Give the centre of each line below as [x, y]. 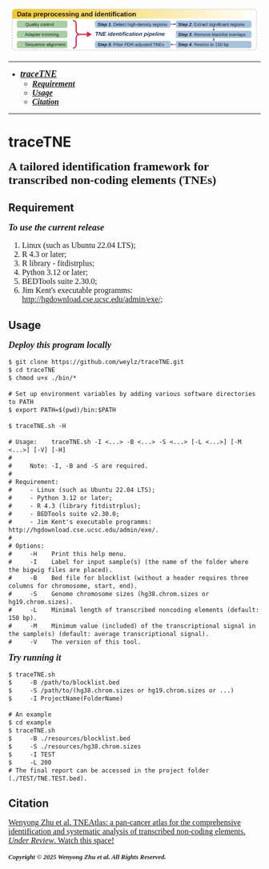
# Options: [26, 547]
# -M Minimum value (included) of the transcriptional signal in [132, 627]
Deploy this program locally [60, 345]
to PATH [21, 402]
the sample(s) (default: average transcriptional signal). [109, 635]
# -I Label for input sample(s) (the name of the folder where [128, 563]
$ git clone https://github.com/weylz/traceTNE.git [96, 362]
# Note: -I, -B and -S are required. [78, 467]
